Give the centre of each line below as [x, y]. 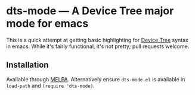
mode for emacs [47, 23]
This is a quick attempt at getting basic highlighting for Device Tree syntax [97, 40]
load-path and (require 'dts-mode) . [51, 85]
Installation [27, 65]
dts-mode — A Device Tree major [90, 11]
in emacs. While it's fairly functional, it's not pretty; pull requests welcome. [98, 46]
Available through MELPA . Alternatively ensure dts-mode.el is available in [96, 79]
